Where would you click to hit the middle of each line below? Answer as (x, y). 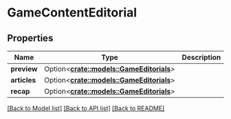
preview (24, 69)
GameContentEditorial (72, 13)
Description (201, 57)
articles (23, 80)
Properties (30, 38)
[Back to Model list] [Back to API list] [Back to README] (86, 108)
